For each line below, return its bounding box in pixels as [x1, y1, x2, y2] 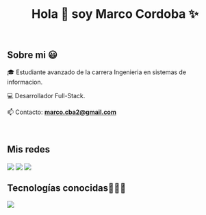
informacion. [7, 78, 43, 86]
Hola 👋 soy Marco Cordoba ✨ [31, 6, 199, 22]
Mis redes [7, 144, 51, 155]
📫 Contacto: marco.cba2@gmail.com [7, 108, 116, 116]
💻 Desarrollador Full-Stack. [7, 91, 86, 100]
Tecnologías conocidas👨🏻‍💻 [7, 182, 127, 194]
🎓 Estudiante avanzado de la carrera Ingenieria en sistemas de [7, 68, 187, 76]
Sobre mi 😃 [7, 49, 58, 61]
